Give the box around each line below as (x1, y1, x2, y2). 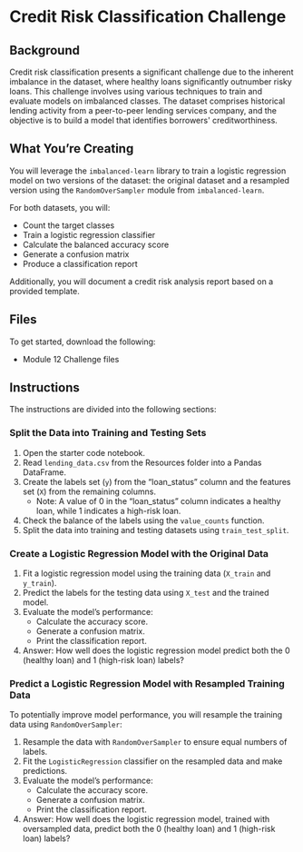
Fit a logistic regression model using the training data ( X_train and (22, 568, 271, 579)
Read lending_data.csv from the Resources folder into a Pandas (22, 457, 262, 468)
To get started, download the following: (9, 336, 156, 347)
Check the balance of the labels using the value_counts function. (22, 515, 265, 526)
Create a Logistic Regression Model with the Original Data (9, 547, 269, 560)
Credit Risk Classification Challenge (9, 6, 287, 27)
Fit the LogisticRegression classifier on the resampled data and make (22, 756, 283, 767)
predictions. (22, 766, 68, 777)
